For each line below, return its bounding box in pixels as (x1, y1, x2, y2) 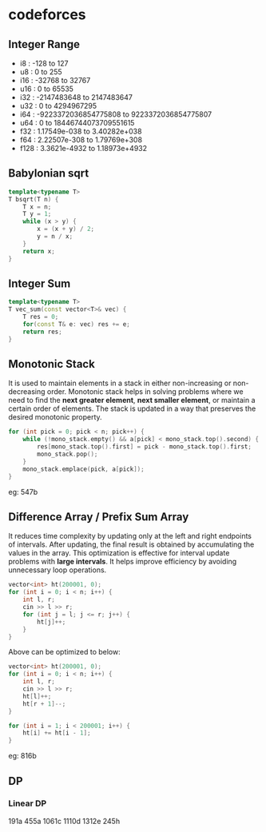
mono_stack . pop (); (37, 450, 98, 459)
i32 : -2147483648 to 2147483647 (19, 93, 133, 102)
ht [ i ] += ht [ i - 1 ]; (22, 729, 91, 737)
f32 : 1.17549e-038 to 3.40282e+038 (19, 126, 142, 136)
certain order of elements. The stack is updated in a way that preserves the (8, 404, 256, 413)
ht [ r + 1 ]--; (22, 699, 66, 708)
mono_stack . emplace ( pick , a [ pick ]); (22, 465, 145, 473)
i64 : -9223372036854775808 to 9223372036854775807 (19, 109, 212, 119)
